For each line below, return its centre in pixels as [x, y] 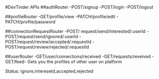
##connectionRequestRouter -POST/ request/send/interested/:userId [75, 31]
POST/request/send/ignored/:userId [41, 37]
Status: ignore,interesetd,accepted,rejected [49, 71]
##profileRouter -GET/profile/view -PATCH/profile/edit [60, 16]
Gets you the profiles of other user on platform [75, 62]
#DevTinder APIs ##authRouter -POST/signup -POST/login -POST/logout [79, 7]
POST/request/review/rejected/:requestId [47, 47]
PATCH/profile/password [30, 22]
